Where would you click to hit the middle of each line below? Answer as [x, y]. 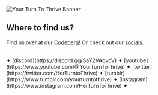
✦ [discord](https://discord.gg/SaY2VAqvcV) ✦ [65, 60]
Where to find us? [40, 28]
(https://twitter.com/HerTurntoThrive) [52, 73]
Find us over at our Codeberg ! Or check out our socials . [75, 42]
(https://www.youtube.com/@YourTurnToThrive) [65, 66]
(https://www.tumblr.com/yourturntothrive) [59, 79]
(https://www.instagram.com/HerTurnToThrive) [64, 85]
